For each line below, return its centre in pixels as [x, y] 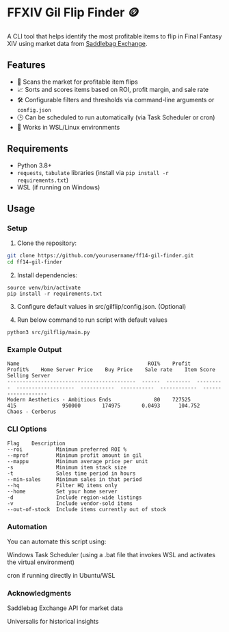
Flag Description [37, 443]
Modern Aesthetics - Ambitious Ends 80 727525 [99, 400]
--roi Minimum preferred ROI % [67, 449]
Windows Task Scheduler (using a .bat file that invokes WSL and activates [111, 554]
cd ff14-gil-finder [35, 262]
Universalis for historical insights [53, 622]
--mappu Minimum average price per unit [78, 461]
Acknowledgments [39, 593]
